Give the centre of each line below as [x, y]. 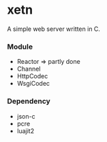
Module [20, 47]
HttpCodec [32, 76]
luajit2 [26, 131]
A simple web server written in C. [54, 29]
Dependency [29, 102]
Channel [29, 69]
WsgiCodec [33, 84]
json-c [26, 116]
